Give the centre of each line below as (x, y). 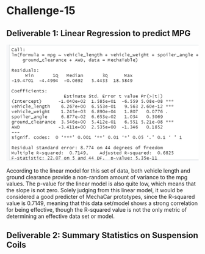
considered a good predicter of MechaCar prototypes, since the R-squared (101, 196)
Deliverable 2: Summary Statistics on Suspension (102, 235)
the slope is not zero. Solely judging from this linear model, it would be (95, 190)
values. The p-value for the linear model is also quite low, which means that (101, 184)
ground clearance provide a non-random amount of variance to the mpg (97, 177)
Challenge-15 (41, 11)
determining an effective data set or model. (60, 216)
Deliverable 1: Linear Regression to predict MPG (99, 33)
